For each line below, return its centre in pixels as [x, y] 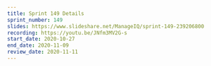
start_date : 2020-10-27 [41, 39]
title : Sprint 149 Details [46, 13]
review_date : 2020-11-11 [43, 52]
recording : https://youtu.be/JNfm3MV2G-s [67, 33]
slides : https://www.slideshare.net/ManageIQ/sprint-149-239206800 [106, 26]
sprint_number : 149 [35, 20]
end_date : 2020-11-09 [38, 45]
